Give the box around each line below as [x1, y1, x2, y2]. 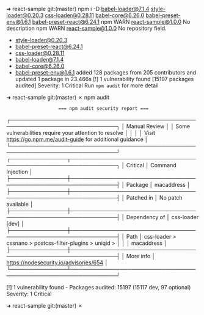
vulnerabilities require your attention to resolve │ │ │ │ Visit [6, 129, 156, 136]
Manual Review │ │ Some [126, 123, 191, 130]
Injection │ [6, 168, 33, 175]
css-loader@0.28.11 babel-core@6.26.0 [45, 12, 145, 19]
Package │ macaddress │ [126, 181, 191, 188]
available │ [6, 201, 34, 208]
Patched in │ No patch [126, 194, 183, 201]
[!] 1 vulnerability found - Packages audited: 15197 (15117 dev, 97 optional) [6, 284, 191, 291]
